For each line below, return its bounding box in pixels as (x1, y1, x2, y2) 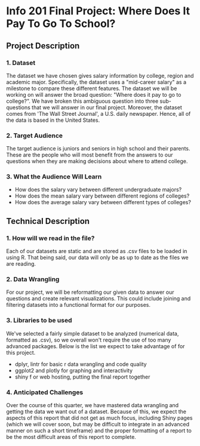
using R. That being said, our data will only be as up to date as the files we (6, 254, 189, 261)
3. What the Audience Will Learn (6, 173, 102, 181)
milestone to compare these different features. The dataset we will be (6, 85, 177, 92)
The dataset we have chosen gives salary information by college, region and (6, 72, 194, 79)
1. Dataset (6, 59, 36, 67)
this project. (6, 349, 36, 356)
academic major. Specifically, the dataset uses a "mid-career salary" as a (6, 78, 187, 85)
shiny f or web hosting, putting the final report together (14, 373, 150, 380)
